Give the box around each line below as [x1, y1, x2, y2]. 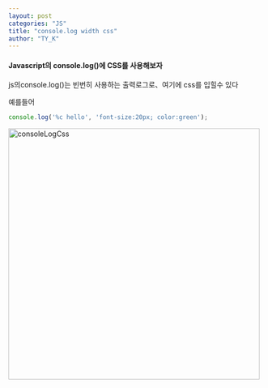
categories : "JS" [8, 19, 67, 28]
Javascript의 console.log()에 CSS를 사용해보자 [8, 60, 164, 70]
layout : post [8, 11, 53, 20]
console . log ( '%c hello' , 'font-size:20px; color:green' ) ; [8, 113, 208, 122]
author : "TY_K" [8, 34, 60, 43]
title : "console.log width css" [8, 27, 117, 35]
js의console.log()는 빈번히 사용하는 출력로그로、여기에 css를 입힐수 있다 [8, 80, 239, 90]
